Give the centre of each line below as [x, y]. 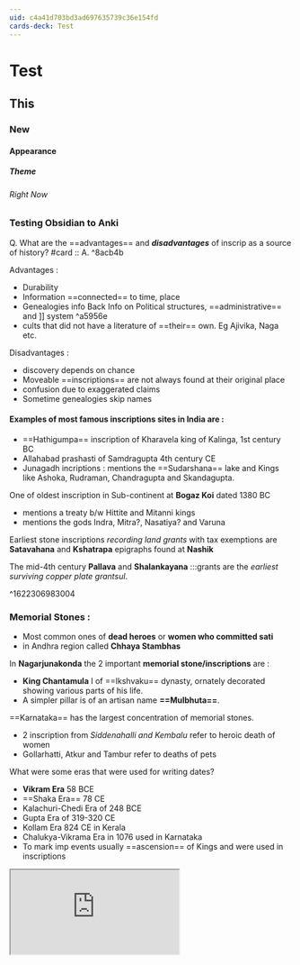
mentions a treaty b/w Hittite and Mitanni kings [109, 512]
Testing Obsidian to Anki [64, 223]
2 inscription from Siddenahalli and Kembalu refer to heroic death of [149, 735]
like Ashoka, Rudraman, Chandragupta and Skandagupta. [128, 478]
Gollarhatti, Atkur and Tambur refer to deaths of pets [119, 754]
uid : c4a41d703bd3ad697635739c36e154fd [84, 18]
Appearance [33, 150]
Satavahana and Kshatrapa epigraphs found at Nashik [111, 549]
